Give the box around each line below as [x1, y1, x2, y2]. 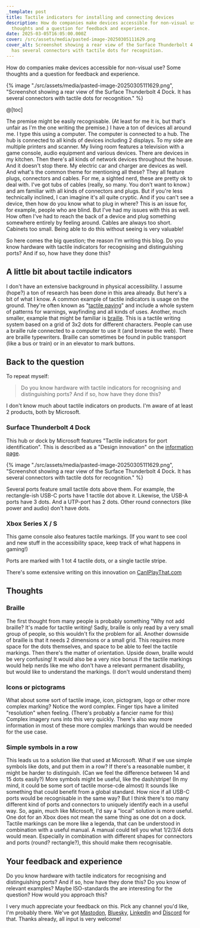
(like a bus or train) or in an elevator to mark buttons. [6, 339, 135, 347]
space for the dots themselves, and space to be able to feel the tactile [6, 642, 177, 650]
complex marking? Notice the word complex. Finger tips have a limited [6, 703, 179, 710]
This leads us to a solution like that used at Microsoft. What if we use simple [6, 757, 192, 764]
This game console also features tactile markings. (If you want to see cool [6, 533, 187, 540]
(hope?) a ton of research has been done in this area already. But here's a [6, 289, 187, 296]
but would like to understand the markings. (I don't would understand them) [6, 668, 192, 675]
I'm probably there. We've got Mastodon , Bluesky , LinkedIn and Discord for [6, 909, 190, 916]
